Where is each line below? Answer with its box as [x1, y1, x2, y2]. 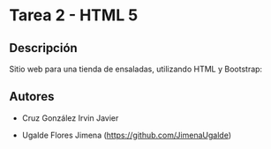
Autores [9, 89, 55, 104]
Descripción [9, 41, 78, 56]
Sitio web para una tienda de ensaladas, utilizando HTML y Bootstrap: [9, 63, 263, 74]
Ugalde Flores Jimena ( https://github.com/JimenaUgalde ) [21, 130, 232, 140]
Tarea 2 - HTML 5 [9, 5, 139, 26]
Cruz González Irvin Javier [21, 112, 119, 123]
